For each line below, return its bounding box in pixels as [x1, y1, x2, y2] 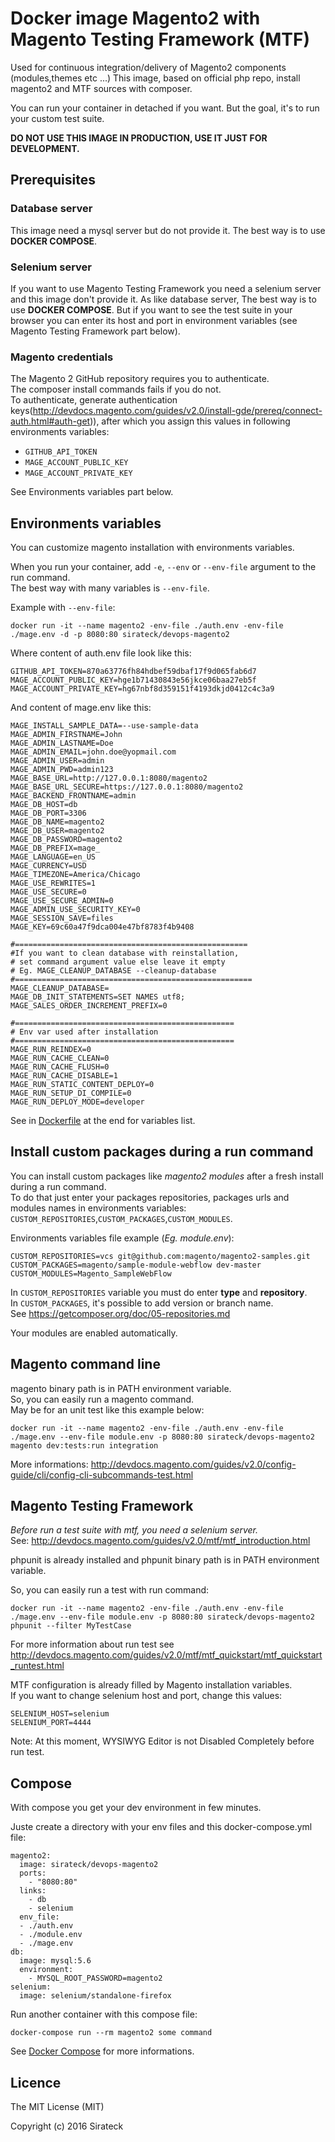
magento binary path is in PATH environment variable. [10, 1382, 232, 1394]
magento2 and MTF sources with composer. [10, 82, 193, 94]
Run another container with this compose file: [10, 2008, 198, 2021]
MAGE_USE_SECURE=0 [10, 887, 87, 897]
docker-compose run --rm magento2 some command [10, 2028, 213, 2038]
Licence [10, 2074, 62, 2091]
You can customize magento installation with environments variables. [10, 542, 295, 554]
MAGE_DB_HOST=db [10, 800, 78, 810]
